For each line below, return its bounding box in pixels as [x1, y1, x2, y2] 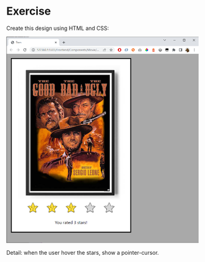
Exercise [6, 4, 51, 18]
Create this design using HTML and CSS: [6, 24, 109, 32]
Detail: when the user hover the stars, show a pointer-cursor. [6, 249, 159, 257]
